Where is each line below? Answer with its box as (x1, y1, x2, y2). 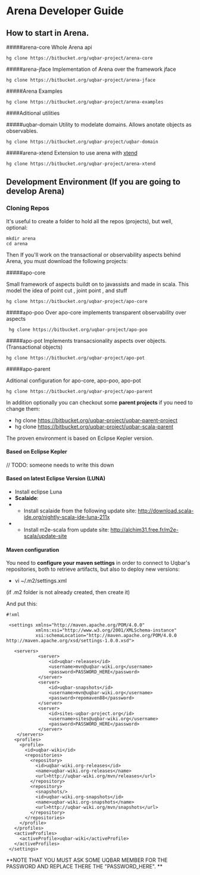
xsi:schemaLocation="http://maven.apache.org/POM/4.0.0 (35, 633, 177, 639)
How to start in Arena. (6, 28, 89, 38)
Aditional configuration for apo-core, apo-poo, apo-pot (6, 377, 141, 384)
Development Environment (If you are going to (6, 177, 180, 187)
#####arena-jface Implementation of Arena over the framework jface (6, 65, 177, 73)
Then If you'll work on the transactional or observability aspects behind (6, 251, 181, 258)
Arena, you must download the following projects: (6, 257, 128, 264)
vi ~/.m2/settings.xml (14, 577, 67, 585)
